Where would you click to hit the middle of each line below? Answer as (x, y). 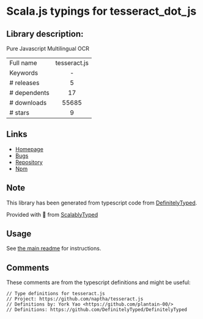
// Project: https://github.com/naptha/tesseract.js (75, 299)
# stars (19, 113)
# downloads (28, 103)
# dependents (30, 93)
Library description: (45, 34)
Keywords (24, 73)
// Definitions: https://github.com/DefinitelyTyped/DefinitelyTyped (97, 310)
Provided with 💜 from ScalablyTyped (52, 214)
